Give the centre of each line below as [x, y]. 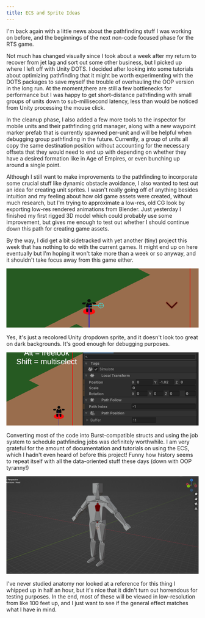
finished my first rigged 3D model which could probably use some [89, 215]
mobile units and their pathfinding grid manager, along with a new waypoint [101, 126]
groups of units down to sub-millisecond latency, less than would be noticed [102, 101]
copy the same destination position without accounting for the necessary [98, 145]
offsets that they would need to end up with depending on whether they [96, 152]
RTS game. [20, 44]
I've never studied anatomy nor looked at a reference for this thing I [91, 584]
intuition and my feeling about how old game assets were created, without [99, 196]
